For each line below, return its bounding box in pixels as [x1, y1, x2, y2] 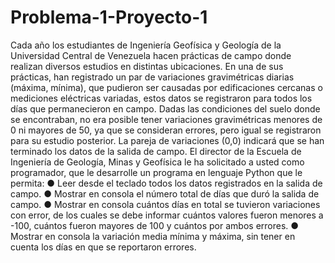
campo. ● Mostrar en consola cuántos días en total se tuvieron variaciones [10, 198, 321, 210]
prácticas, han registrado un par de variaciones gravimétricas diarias [10, 71, 295, 83]
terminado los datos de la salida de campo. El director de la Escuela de [10, 145, 302, 157]
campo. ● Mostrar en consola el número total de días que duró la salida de [10, 187, 320, 200]
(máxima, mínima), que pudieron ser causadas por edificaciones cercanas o [10, 81, 323, 93]
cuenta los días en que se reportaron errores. [10, 241, 197, 253]
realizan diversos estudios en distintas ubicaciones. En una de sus [10, 60, 284, 72]
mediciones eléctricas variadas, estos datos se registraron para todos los [10, 92, 313, 104]
